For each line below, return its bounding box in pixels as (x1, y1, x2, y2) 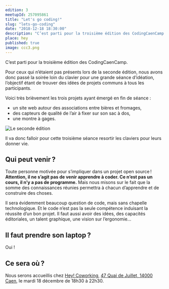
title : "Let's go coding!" (5, 17, 62, 22)
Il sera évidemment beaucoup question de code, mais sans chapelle (5, 200, 147, 206)
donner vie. (5, 140, 29, 147)
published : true (5, 41, 39, 46)
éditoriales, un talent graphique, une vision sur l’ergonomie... (5, 216, 132, 222)
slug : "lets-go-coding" (5, 21, 56, 27)
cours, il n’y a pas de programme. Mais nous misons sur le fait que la (5, 179, 150, 186)
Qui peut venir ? (5, 155, 56, 164)
